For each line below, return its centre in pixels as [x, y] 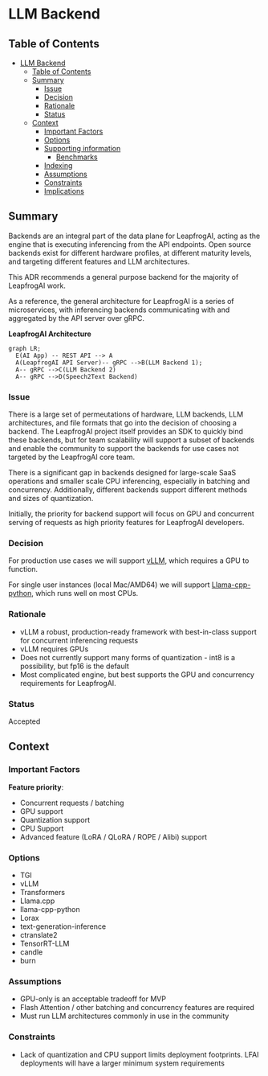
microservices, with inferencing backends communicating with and [119, 310]
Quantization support [55, 819]
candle [31, 952]
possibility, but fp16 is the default [75, 666]
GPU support [41, 811]
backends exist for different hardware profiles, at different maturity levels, [130, 253]
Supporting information [82, 148]
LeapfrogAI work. [37, 285]
